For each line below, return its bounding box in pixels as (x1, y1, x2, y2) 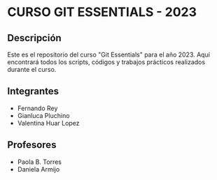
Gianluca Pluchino (17, 111, 70, 119)
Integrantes (7, 85, 59, 98)
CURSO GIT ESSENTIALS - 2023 (7, 4, 197, 20)
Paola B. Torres (17, 158, 62, 166)
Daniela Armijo (17, 165, 60, 173)
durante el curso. (7, 66, 57, 73)
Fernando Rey (17, 104, 58, 112)
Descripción (7, 32, 62, 44)
